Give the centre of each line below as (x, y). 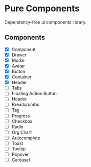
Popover (20, 154)
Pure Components (42, 9)
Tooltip (19, 149)
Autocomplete (26, 138)
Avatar (18, 66)
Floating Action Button (34, 94)
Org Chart (22, 132)
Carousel (21, 160)
